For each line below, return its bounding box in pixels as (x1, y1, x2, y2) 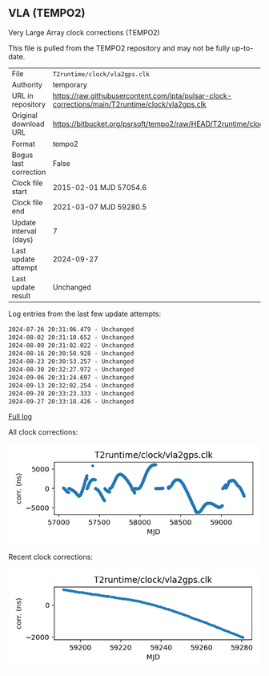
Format (11, 139, 36, 148)
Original (11, 111, 38, 120)
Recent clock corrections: (8, 553, 94, 562)
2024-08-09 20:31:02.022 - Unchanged (8, 341, 134, 350)
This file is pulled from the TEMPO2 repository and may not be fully (8, 43, 231, 53)
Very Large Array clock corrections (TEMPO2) (8, 27, 160, 37)
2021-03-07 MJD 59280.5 (52, 202, 147, 212)
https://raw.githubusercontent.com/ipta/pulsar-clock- (52, 91, 232, 101)
